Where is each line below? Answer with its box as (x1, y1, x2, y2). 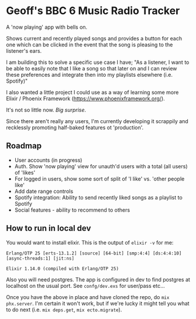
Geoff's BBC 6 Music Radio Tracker (6, 4, 180, 18)
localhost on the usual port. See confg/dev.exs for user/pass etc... (6, 282, 165, 289)
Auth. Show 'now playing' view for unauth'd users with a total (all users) (14, 162, 188, 169)
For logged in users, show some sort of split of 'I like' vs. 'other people (14, 175, 185, 182)
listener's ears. (6, 47, 42, 54)
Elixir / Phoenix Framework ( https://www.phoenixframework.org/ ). (6, 95, 165, 102)
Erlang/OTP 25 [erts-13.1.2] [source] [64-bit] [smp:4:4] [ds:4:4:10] (6, 250, 182, 256)
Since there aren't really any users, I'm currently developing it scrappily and (6, 117, 188, 124)
